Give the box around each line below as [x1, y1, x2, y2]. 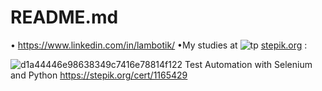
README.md [10, 6, 119, 29]
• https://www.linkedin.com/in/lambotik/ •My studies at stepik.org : [10, 39, 308, 51]
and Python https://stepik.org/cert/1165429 [10, 69, 188, 81]
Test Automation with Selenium [184, 58, 313, 70]
